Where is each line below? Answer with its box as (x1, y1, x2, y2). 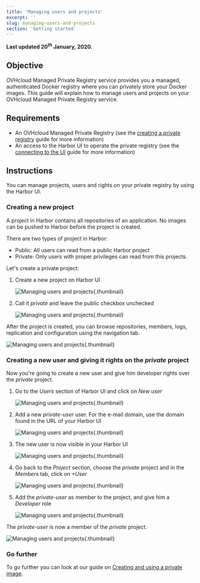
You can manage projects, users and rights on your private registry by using (6, 182, 195, 189)
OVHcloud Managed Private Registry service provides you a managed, (6, 76, 181, 84)
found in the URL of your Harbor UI (14, 417, 102, 424)
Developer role (14, 500, 52, 507)
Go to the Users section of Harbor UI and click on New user (14, 387, 162, 395)
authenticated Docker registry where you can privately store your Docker (6, 82, 187, 90)
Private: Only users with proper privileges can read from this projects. (14, 253, 188, 260)
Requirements (6, 113, 60, 123)
